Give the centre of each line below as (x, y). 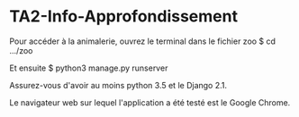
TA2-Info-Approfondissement (124, 17)
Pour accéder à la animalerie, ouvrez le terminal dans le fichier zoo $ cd (143, 41)
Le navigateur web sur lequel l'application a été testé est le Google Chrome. (150, 102)
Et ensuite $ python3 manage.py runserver (89, 68)
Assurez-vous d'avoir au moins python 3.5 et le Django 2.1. (118, 85)
